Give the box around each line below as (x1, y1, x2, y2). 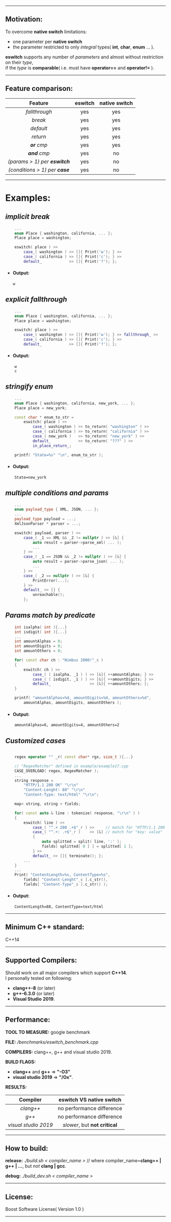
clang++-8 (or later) (12, 985, 55, 991)
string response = (14, 778, 53, 783)
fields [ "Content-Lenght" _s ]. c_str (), (23, 877, 108, 882)
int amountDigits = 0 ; (14, 643, 63, 649)
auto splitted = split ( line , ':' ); (41, 839, 122, 844)
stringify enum (5, 382, 53, 391)
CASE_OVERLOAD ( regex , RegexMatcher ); (14, 768, 99, 773)
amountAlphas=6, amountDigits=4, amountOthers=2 (14, 723, 120, 728)
